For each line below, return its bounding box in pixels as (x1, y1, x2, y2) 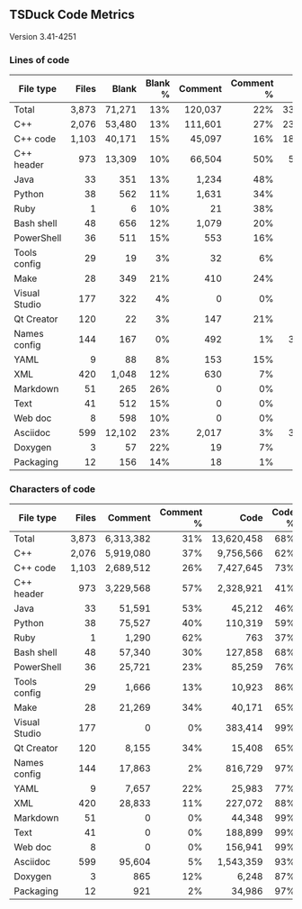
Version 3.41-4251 (9, 31, 76, 41)
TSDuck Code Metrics (9, 7, 135, 23)
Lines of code (9, 53, 70, 66)
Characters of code (9, 483, 96, 495)
